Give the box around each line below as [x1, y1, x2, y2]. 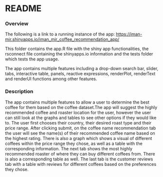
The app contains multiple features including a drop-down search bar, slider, [5, 66, 159, 71]
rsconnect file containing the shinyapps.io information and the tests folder [5, 51, 153, 57]
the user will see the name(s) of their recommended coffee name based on [5, 130, 156, 136]
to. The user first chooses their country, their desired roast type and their [5, 120, 152, 125]
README [5, 3, 42, 14]
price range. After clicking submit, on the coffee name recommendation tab [5, 125, 156, 131]
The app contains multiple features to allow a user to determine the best [5, 99, 150, 105]
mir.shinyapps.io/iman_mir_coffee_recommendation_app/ [5, 36, 120, 42]
